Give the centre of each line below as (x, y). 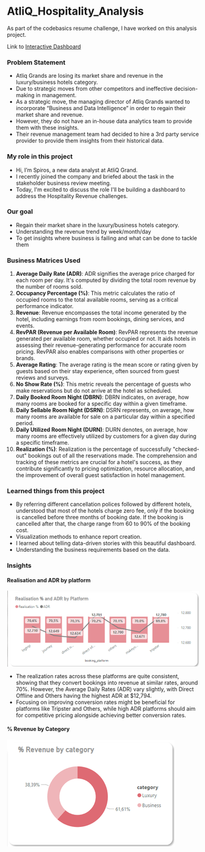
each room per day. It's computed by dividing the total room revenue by (106, 280)
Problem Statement (36, 62)
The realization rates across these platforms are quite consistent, (97, 676)
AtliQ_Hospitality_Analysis (75, 11)
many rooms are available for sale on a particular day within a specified (105, 417)
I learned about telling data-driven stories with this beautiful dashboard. (106, 543)
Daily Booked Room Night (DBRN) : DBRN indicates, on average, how (102, 397)
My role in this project (40, 157)
